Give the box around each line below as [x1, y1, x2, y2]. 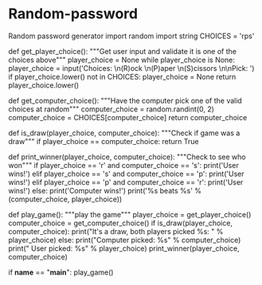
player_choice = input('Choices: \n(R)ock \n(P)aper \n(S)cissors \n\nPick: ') [8, 63, 255, 72]
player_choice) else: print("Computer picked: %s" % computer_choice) [8, 235, 241, 244]
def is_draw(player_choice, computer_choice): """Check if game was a [8, 128, 240, 138]
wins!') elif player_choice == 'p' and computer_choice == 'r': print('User [8, 177, 244, 187]
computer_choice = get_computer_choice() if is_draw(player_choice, [8, 218, 233, 228]
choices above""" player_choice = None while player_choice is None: [8, 55, 235, 64]
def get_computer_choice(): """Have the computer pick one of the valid [8, 96, 243, 105]
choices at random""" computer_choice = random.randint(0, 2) [8, 104, 215, 114]
